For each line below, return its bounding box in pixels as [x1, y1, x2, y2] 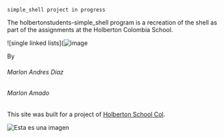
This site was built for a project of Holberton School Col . [7, 110, 166, 118]
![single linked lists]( [7, 39, 64, 47]
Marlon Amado [7, 89, 50, 97]
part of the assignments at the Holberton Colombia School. [7, 26, 173, 33]
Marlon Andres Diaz [7, 68, 64, 76]
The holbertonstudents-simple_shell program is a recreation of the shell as [7, 18, 218, 27]
